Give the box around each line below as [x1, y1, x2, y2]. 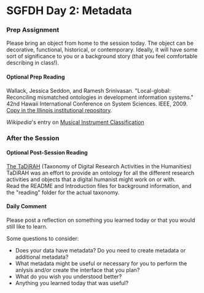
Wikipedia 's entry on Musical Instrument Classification [6, 118, 144, 126]
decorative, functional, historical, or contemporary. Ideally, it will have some [6, 46, 198, 53]
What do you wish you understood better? [15, 273, 122, 280]
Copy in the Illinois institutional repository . [6, 106, 112, 114]
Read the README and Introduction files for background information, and [6, 182, 192, 189]
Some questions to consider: [6, 235, 79, 243]
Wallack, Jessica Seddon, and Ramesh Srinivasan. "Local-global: [6, 87, 171, 94]
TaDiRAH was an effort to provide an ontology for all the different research [6, 169, 195, 176]
